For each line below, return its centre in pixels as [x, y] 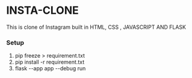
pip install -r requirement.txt [50, 62]
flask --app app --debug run [50, 68]
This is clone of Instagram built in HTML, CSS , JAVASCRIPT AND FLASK [96, 27]
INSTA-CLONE [43, 10]
